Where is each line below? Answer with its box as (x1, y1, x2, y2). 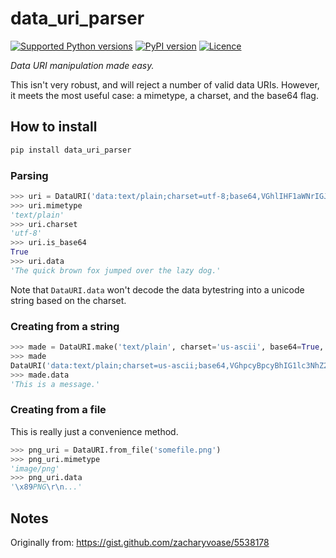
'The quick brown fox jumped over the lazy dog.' (10, 265, 222, 276)
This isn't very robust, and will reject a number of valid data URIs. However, (10, 78, 320, 91)
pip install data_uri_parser (10, 145, 132, 155)
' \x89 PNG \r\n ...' (10, 482, 83, 492)
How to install (10, 118, 98, 136)
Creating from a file (10, 403, 107, 417)
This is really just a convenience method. (10, 425, 179, 437)
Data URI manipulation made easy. (10, 59, 155, 71)
